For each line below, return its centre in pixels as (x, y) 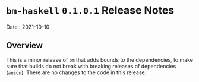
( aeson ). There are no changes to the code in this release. (76, 72)
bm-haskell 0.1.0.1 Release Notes (90, 10)
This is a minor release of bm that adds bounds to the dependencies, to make (99, 59)
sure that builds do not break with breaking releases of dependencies (91, 66)
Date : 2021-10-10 (28, 27)
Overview (25, 45)
